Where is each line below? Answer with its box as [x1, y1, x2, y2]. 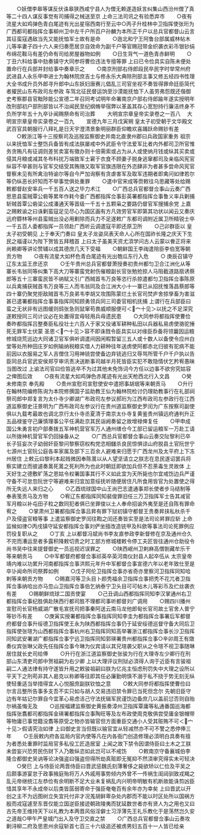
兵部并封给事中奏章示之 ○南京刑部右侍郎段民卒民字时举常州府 [26, 65, 191, 72]
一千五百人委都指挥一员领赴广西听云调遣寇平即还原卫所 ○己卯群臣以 [6, 223, 185, 230]
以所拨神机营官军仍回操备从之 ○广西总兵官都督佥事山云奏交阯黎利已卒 [6, 432, 191, 440]
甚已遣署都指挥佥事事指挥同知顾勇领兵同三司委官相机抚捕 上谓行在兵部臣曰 [6, 298, 191, 305]
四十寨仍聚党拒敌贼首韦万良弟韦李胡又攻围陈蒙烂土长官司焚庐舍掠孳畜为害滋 [6, 290, 195, 297]
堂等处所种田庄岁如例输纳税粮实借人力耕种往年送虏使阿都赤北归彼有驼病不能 [6, 343, 195, 350]
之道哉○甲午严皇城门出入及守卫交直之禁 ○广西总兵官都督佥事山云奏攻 [6, 815, 190, 822]
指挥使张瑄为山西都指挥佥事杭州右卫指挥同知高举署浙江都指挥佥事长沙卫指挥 [6, 627, 195, 635]
